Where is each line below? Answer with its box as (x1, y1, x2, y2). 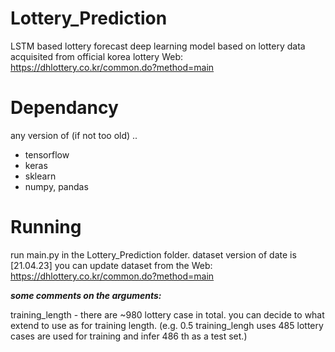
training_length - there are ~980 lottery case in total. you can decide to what (10, 308, 325, 321)
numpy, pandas (24, 180, 89, 192)
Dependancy (10, 97, 119, 119)
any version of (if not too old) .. (10, 129, 138, 141)
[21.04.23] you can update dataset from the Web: (10, 259, 213, 271)
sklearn (24, 170, 57, 182)
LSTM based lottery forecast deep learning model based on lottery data (10, 40, 306, 52)
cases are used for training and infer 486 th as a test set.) (10, 330, 248, 342)
